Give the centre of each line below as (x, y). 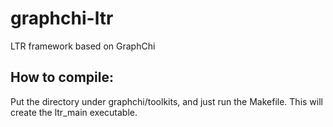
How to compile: (62, 77)
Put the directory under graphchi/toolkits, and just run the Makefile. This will (166, 101)
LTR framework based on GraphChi (83, 46)
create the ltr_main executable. (74, 112)
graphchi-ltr (62, 18)
